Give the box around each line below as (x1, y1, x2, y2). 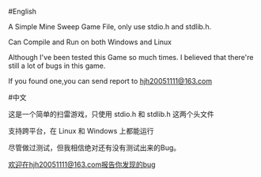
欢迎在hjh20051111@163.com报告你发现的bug (8, 160, 156, 169)
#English (8, 7, 37, 16)
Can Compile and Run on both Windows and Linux (8, 37, 172, 47)
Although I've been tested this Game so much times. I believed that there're (8, 53, 254, 62)
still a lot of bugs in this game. (8, 61, 106, 70)
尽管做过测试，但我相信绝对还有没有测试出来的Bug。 (8, 143, 181, 153)
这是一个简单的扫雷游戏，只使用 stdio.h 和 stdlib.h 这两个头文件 (8, 110, 215, 119)
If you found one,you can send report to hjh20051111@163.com (8, 77, 213, 85)
